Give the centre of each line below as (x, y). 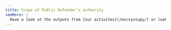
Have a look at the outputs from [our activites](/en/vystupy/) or (83, 19)
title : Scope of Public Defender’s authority (54, 10)
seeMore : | (17, 15)
